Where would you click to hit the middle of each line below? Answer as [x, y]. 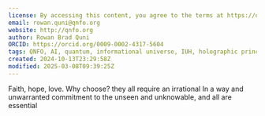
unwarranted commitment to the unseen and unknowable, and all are [120, 97]
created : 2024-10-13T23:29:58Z [60, 60]
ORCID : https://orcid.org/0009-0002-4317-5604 [86, 45]
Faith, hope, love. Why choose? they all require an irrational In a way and [126, 89]
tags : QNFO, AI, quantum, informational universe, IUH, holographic [123, 52]
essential [23, 105]
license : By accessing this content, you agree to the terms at [116, 15]
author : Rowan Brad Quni [49, 37]
